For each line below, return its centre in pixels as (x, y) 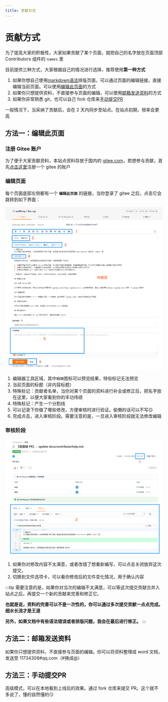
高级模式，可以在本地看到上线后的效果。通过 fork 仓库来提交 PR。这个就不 (82, 688)
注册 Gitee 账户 (23, 149)
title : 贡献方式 (20, 11)
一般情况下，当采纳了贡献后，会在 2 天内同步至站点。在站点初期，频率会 (80, 109)
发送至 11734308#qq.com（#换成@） (44, 658)
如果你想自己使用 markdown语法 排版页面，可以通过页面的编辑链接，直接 (87, 80)
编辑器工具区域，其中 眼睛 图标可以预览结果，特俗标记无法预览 (75, 379)
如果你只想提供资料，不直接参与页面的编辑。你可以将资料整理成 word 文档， (84, 652)
